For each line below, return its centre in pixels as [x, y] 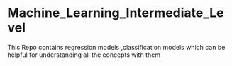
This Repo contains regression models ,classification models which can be [116, 47]
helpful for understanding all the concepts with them [84, 55]
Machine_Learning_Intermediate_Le [116, 13]
